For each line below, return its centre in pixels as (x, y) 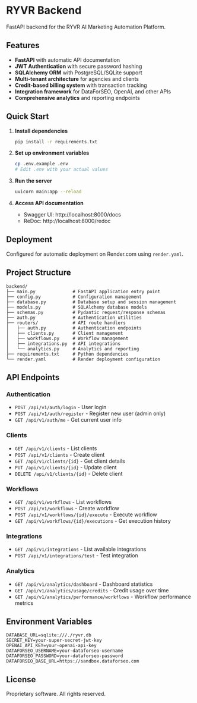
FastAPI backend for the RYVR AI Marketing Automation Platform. (86, 27)
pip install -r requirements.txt (56, 142)
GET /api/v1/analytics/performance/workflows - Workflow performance (103, 597)
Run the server (33, 181)
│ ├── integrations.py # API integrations (63, 343)
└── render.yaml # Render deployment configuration (83, 359)
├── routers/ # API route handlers (66, 323)
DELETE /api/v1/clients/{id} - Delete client (69, 473)
